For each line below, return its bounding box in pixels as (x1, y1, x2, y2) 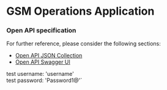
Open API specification (6, 26, 76, 35)
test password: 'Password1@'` (6, 77, 83, 84)
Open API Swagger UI (15, 58, 70, 66)
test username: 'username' (6, 70, 75, 78)
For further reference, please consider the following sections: (6, 40, 161, 47)
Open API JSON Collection (15, 52, 83, 59)
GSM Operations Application (6, 4, 155, 18)
